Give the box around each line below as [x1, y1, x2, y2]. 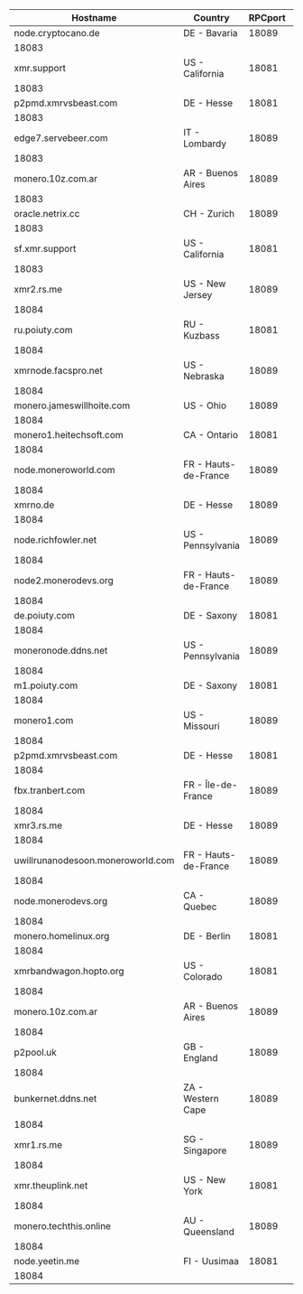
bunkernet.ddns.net [14, 1093, 97, 1104]
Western [183, 1093, 219, 1104]
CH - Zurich [183, 208, 235, 219]
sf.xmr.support [14, 243, 77, 255]
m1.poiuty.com [14, 679, 78, 692]
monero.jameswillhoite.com [14, 399, 131, 412]
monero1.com [14, 714, 74, 726]
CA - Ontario [183, 429, 239, 441]
